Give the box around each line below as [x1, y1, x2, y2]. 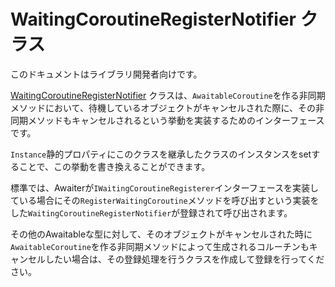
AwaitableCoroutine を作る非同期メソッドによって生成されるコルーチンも [10, 240, 310, 252]
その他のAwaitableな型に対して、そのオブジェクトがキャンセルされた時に [10, 228, 313, 240]
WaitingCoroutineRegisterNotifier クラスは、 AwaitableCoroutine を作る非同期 [10, 89, 326, 101]
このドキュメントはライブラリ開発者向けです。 [10, 68, 203, 80]
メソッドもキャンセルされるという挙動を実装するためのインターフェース [27, 114, 325, 126]
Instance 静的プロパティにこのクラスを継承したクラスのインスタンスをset [10, 148, 312, 160]
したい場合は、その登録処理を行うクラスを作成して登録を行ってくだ [44, 253, 325, 265]
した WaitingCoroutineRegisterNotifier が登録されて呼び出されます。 [10, 206, 293, 219]
